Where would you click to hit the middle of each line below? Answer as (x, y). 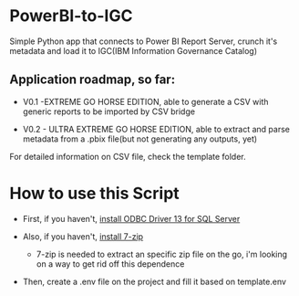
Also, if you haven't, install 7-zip (83, 236)
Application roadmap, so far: (93, 80)
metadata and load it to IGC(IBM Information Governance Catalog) (134, 50)
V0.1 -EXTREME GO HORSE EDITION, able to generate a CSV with (145, 101)
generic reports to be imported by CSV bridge (109, 111)
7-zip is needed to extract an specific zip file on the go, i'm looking (162, 254)
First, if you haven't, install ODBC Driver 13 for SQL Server (131, 218)
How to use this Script (94, 193)
